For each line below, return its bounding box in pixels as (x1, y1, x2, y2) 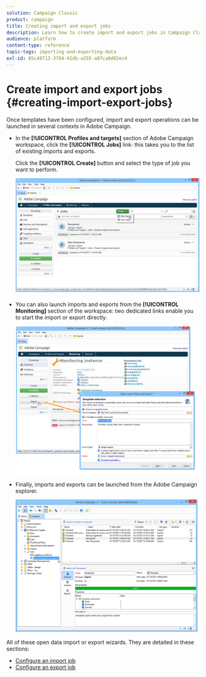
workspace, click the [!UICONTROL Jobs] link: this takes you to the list (15, 141, 194, 148)
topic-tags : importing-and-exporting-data (6, 49, 116, 55)
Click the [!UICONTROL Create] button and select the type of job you (15, 159, 191, 166)
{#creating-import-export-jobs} (6, 95, 173, 109)
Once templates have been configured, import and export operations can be (6, 115, 199, 123)
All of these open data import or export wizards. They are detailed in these (6, 638, 194, 646)
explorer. (15, 487, 38, 495)
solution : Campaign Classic (6, 10, 78, 16)
